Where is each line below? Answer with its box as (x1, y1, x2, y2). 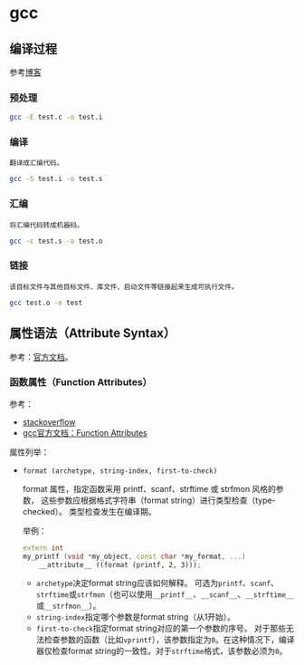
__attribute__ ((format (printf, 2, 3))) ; (39, 560, 202, 569)
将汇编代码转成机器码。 (9, 220, 84, 229)
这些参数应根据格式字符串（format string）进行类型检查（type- (40, 495, 276, 506)
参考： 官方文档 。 (9, 352, 73, 362)
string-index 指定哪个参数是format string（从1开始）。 (35, 612, 236, 622)
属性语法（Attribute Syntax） (9, 325, 176, 342)
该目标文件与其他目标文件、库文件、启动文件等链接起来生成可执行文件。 (9, 282, 239, 292)
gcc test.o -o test (9, 298, 83, 307)
